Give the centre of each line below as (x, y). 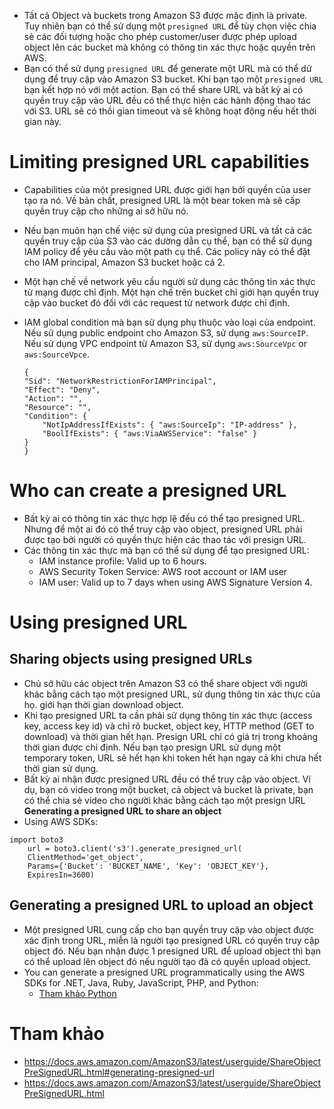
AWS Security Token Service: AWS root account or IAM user (163, 571)
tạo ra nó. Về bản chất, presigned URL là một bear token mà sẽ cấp (162, 200)
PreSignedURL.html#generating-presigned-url (119, 1072)
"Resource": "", (57, 407)
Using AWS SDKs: (61, 821)
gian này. (42, 121)
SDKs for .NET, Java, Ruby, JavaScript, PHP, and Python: (141, 982)
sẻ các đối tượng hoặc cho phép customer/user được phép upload (160, 36)
